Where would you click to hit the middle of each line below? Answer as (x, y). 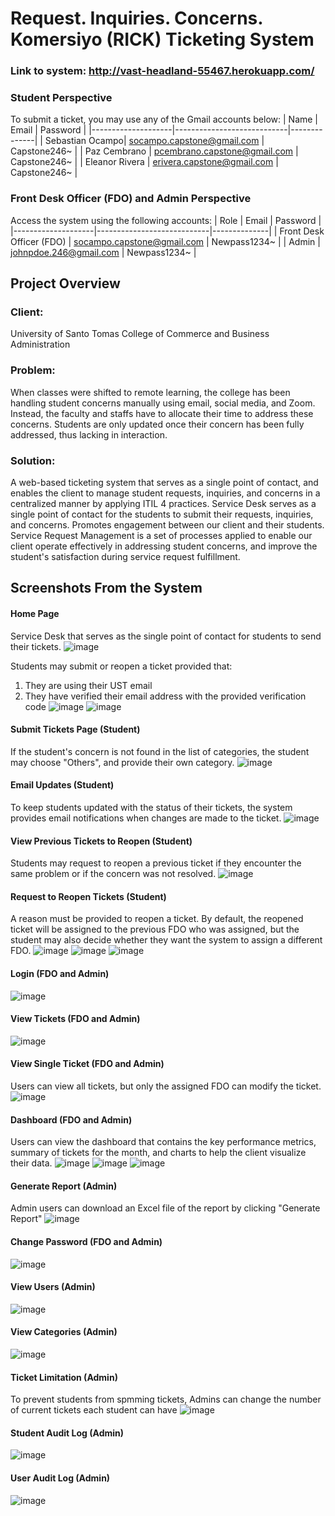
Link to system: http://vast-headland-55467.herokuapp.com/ (162, 71)
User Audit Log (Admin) (60, 1478)
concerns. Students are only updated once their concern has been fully (157, 424)
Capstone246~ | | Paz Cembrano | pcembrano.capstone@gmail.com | (154, 151)
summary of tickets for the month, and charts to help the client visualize (158, 1153)
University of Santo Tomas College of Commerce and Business (140, 334)
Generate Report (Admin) (64, 1186)
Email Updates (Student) (62, 785)
